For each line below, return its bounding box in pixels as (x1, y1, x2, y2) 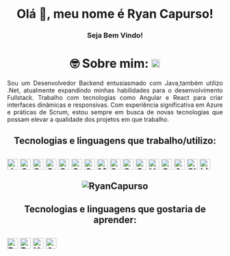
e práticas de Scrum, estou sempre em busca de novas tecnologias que (7, 108, 223, 116)
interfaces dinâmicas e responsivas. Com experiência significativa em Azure (7, 101, 223, 109)
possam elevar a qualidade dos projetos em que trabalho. (7, 116, 170, 124)
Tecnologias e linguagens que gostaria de (23, 203, 207, 215)
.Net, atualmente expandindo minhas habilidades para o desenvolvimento (7, 86, 223, 94)
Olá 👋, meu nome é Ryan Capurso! (16, 6, 214, 22)
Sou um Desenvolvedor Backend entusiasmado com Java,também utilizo (7, 79, 223, 88)
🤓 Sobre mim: (69, 56, 149, 71)
